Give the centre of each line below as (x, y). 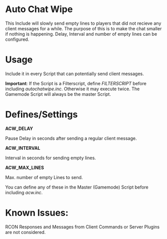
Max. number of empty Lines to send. (44, 177)
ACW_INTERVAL (23, 148)
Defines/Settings (41, 115)
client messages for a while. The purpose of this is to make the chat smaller (83, 28)
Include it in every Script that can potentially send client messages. (75, 74)
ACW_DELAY (19, 128)
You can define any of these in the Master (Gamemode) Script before (77, 187)
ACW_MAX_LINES (25, 167)
